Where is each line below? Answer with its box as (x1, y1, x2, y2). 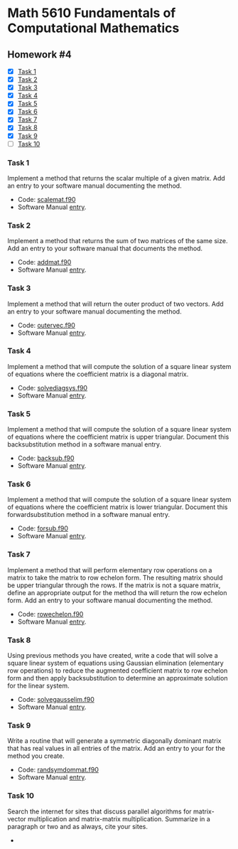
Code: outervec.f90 (17, 321, 76, 329)
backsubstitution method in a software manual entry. (7, 440, 162, 449)
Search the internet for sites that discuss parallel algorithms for (7, 807, 192, 816)
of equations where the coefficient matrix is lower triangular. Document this (7, 503, 228, 511)
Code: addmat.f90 (17, 258, 72, 267)
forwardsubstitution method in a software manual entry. (7, 511, 171, 519)
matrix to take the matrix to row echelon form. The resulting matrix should (7, 573, 223, 582)
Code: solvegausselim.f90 (17, 695, 94, 703)
